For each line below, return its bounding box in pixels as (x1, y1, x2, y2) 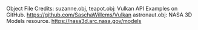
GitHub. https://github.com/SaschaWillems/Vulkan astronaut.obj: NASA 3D (6, 11, 193, 18)
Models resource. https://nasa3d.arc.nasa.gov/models (6, 18, 142, 24)
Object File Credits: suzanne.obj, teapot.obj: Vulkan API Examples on (6, 5, 178, 12)
